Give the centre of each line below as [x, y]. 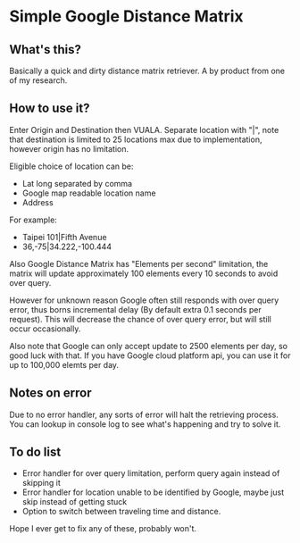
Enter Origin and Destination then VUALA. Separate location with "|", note [144, 129]
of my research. [38, 80]
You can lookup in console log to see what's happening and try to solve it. [145, 424]
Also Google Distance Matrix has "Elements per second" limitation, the [139, 263]
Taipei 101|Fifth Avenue [64, 237]
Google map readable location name [89, 193]
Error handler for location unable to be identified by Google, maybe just [153, 492]
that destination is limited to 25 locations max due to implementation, [136, 139]
